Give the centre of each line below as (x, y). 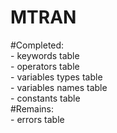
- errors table (37, 119)
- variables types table (56, 77)
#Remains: (32, 108)
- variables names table (59, 87)
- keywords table (45, 55)
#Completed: (37, 45)
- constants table (45, 98)
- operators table (45, 66)
